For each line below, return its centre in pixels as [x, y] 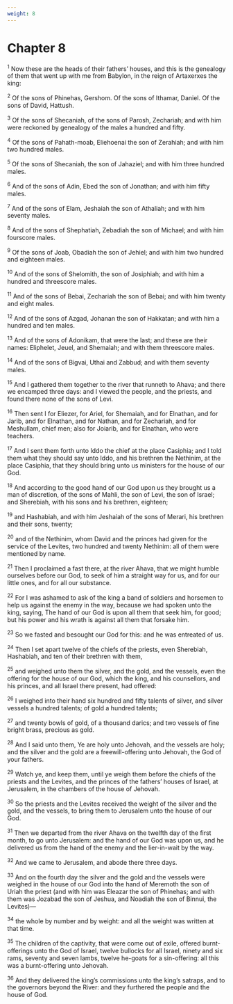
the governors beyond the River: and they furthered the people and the [109, 987]
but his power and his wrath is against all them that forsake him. [98, 620]
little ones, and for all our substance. [59, 583]
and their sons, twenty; [40, 524]
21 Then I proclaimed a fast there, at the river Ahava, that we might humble [113, 568]
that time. [21, 928]
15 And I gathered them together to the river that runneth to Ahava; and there [116, 383]
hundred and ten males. [41, 326]
